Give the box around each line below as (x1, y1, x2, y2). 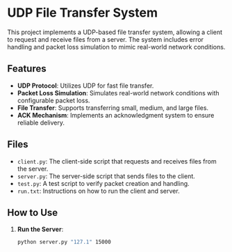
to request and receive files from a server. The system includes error (7, 35, 204, 43)
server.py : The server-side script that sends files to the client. (17, 172, 196, 180)
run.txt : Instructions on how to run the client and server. (17, 187, 180, 195)
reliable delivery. (17, 118, 65, 127)
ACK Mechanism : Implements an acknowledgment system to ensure (17, 111, 215, 119)
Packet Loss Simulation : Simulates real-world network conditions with (17, 88, 220, 97)
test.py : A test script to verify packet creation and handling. (17, 179, 190, 187)
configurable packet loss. (17, 96, 90, 104)
